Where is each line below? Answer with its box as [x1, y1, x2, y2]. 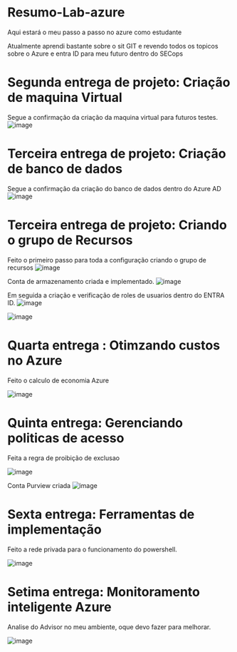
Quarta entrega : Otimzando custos [7, 337, 221, 353]
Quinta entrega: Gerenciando [7, 414, 184, 431]
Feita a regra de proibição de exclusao [7, 454, 120, 462]
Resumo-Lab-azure [7, 4, 125, 21]
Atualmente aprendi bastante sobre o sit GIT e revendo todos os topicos [7, 41, 218, 50]
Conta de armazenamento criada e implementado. [7, 277, 154, 285]
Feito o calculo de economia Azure [7, 376, 109, 384]
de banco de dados [7, 161, 123, 177]
